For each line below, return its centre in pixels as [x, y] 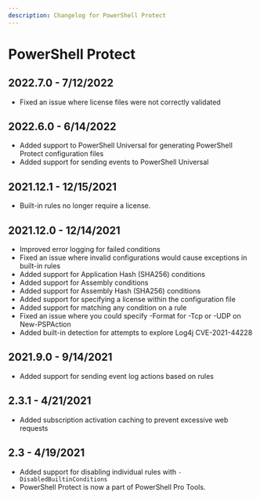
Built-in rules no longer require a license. [85, 206]
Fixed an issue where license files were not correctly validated [120, 102]
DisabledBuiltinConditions [63, 479]
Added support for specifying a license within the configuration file [128, 300]
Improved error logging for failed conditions [90, 249]
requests [34, 428]
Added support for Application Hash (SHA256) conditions [112, 275]
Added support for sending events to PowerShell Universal [114, 162]
